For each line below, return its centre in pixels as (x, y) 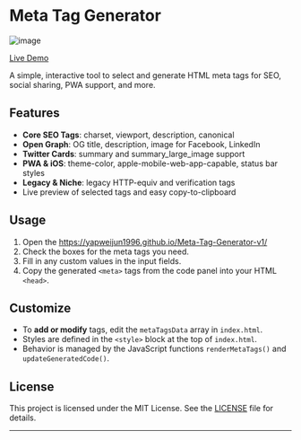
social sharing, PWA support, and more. (82, 84)
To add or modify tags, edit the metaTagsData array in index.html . (142, 330)
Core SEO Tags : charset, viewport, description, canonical (128, 135)
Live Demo (29, 57)
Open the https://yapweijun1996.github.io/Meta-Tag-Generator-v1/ (145, 242)
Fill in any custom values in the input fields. (102, 260)
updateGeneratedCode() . (66, 358)
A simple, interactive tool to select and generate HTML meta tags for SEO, (146, 75)
